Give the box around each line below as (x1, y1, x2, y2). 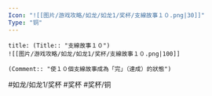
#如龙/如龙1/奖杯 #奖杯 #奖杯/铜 (8, 80, 111, 89)
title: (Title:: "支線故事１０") (8, 41, 111, 49)
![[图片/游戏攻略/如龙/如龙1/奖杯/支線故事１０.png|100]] (8, 50, 181, 58)
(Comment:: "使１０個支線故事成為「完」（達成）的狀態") (8, 65, 172, 73)
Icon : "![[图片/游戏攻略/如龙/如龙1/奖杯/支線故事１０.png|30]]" (8, 11, 206, 20)
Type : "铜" (8, 19, 43, 27)
